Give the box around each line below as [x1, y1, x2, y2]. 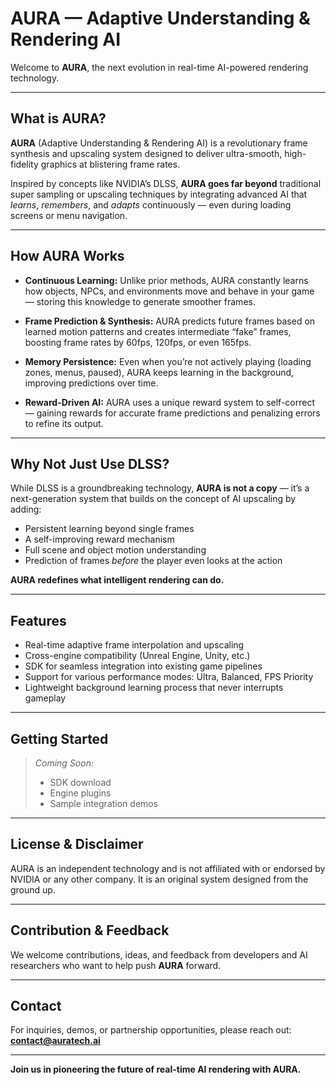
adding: [10, 503, 42, 516]
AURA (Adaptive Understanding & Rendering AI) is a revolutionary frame [10, 137, 308, 149]
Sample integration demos [49, 798, 159, 809]
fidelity [10, 158, 39, 170]
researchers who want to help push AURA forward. [10, 959, 222, 971]
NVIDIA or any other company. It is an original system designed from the [10, 873, 309, 885]
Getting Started [10, 730, 109, 747]
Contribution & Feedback [10, 922, 170, 939]
